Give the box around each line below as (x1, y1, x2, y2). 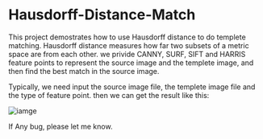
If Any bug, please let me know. (8, 121, 113, 131)
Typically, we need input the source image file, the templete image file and (8, 82, 256, 92)
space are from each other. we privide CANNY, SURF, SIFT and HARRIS (8, 49, 246, 59)
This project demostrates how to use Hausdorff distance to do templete (8, 32, 246, 42)
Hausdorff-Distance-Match (8, 6, 196, 24)
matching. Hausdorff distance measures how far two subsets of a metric (8, 40, 249, 50)
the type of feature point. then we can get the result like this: (8, 90, 210, 100)
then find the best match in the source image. (8, 66, 160, 76)
